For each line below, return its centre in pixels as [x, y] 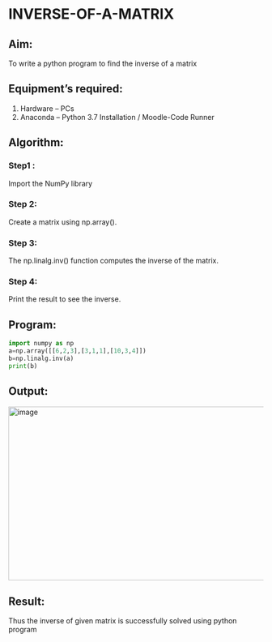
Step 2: [23, 204]
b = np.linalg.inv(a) [41, 358]
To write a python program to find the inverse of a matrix [103, 63]
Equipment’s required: [66, 89]
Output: [28, 391]
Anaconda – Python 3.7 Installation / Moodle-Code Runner [117, 117]
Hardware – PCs [47, 108]
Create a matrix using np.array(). [63, 222]
